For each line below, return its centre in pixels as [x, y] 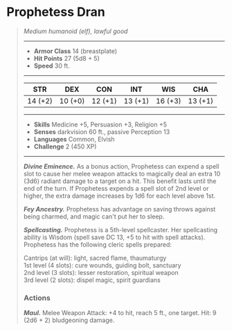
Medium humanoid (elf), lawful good [75, 31]
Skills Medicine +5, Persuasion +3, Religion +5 [100, 124]
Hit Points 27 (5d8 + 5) [66, 58]
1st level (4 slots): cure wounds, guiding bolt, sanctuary [102, 265]
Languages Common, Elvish [74, 139]
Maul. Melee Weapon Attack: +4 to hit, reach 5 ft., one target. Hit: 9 [120, 313]
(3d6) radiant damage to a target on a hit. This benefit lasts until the [120, 181]
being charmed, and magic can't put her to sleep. [94, 216]
